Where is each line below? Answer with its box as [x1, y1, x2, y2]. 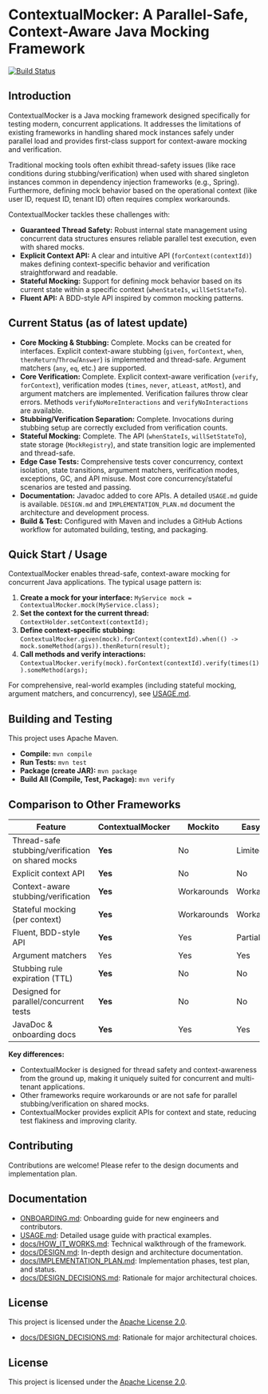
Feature [36, 822, 66, 832]
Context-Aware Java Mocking [8, 22, 210, 41]
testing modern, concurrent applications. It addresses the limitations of [8, 118, 242, 129]
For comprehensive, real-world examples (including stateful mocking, [8, 680, 237, 690]
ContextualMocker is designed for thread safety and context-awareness [19, 1065, 258, 1074]
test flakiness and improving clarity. [19, 1116, 137, 1125]
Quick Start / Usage [8, 547, 108, 561]
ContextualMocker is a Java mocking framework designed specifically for [8, 110, 250, 120]
